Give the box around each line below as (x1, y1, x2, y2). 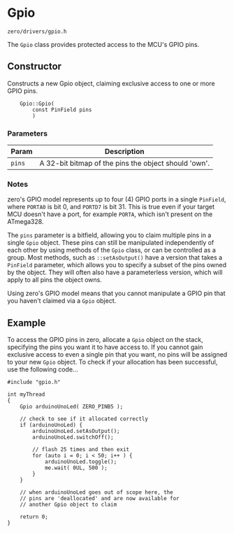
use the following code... (7, 365, 78, 374)
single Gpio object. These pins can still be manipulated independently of (7, 239, 214, 247)
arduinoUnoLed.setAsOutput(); (32, 428, 120, 435)
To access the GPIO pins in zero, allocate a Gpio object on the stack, (7, 336, 204, 344)
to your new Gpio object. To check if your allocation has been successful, (7, 358, 218, 367)
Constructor (7, 61, 61, 73)
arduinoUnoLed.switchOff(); (32, 434, 114, 441)
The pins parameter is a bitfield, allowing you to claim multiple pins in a (7, 231, 212, 239)
